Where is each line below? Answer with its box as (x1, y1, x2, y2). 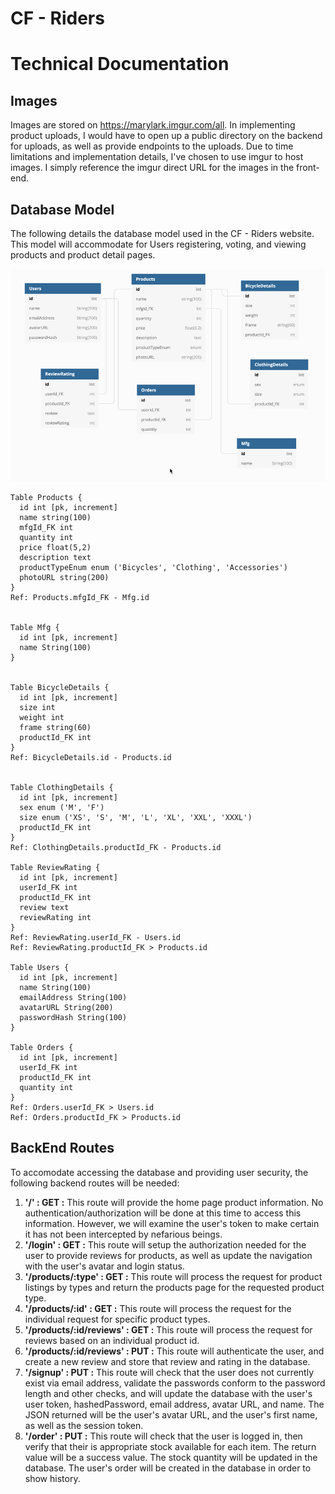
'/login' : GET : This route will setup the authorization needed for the (24, 1238, 307, 1251)
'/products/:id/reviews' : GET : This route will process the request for (24, 1323, 313, 1336)
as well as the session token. (24, 1419, 144, 1431)
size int (19, 702, 56, 712)
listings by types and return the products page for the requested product (24, 1281, 325, 1293)
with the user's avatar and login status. (24, 1260, 185, 1272)
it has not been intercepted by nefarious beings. (24, 1228, 223, 1240)
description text (19, 552, 92, 562)
